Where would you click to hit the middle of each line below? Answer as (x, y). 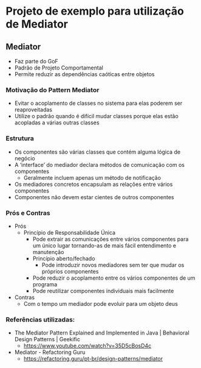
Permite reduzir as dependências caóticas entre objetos (84, 74)
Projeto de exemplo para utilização (95, 11)
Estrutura (20, 138)
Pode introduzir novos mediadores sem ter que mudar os (113, 265)
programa (45, 284)
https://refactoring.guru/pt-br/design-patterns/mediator (93, 359)
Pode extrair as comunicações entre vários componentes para (111, 239)
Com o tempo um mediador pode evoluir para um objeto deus (101, 303)
